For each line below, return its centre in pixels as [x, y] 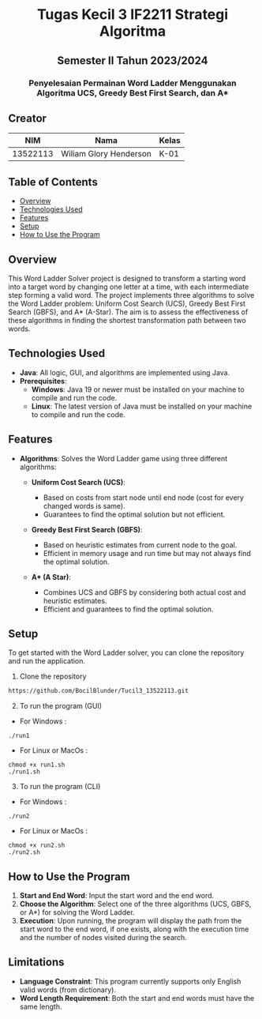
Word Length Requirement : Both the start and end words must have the [137, 998]
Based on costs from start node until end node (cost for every [144, 497]
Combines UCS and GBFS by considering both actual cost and [144, 592]
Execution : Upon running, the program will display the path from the [131, 921]
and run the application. [47, 661]
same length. [41, 1006]
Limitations [36, 963]
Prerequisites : [43, 381]
